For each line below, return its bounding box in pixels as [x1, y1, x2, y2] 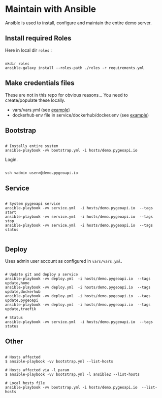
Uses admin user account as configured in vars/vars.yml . [5, 258, 122, 264]
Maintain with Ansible [5, 3, 96, 15]
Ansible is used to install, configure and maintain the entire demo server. [5, 20, 152, 26]
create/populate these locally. [5, 97, 65, 103]
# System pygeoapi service [5, 201, 61, 206]
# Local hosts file [5, 380, 45, 386]
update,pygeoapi [5, 298, 38, 303]
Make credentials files [5, 79, 75, 87]
